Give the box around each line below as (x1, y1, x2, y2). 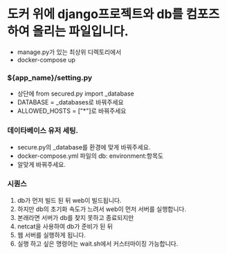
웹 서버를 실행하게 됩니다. (17, 230, 87, 239)
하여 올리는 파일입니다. (7, 24, 129, 39)
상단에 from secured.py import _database (17, 89, 135, 98)
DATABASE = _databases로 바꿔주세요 (17, 98, 124, 107)
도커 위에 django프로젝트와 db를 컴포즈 (7, 6, 220, 22)
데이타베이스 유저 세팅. (7, 126, 78, 136)
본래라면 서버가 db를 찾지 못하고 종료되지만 (17, 213, 134, 221)
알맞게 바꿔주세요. (17, 160, 66, 168)
